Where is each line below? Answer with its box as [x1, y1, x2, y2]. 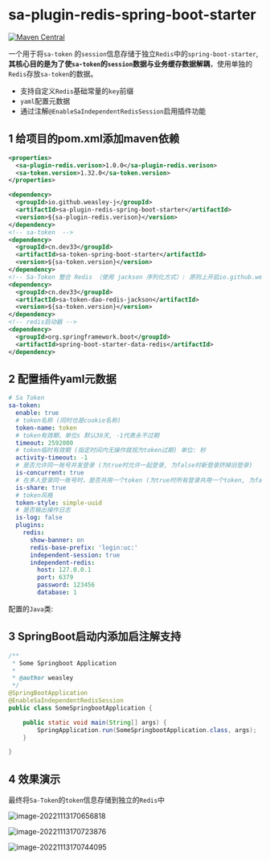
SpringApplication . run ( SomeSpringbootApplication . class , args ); [37, 726, 257, 734]
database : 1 [37, 589, 78, 597]
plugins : [15, 521, 45, 529]
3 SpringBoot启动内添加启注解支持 [8, 630, 182, 644]
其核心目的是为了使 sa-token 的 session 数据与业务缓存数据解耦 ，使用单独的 [8, 59, 253, 68]
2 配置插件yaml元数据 [8, 372, 117, 385]
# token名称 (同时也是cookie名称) [15, 416, 121, 424]
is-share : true [15, 483, 67, 492]
